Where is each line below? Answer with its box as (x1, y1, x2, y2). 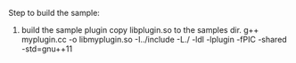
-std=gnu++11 (21, 43, 73, 54)
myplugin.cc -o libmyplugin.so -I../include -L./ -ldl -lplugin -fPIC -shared (21, 35, 287, 44)
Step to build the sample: (8, 8, 100, 18)
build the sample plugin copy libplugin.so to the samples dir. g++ (21, 25, 259, 35)
